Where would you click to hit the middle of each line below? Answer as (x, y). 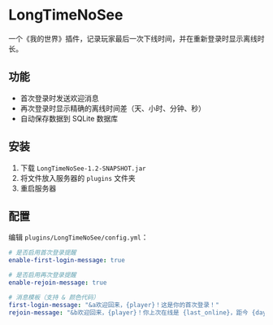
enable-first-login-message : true (67, 261)
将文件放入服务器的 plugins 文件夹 (78, 178)
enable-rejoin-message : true (58, 283)
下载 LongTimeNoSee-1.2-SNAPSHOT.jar (83, 168)
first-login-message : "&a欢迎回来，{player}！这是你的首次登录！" (114, 305)
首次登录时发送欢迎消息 (59, 98)
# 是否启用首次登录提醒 (43, 253)
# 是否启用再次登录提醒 (43, 275)
